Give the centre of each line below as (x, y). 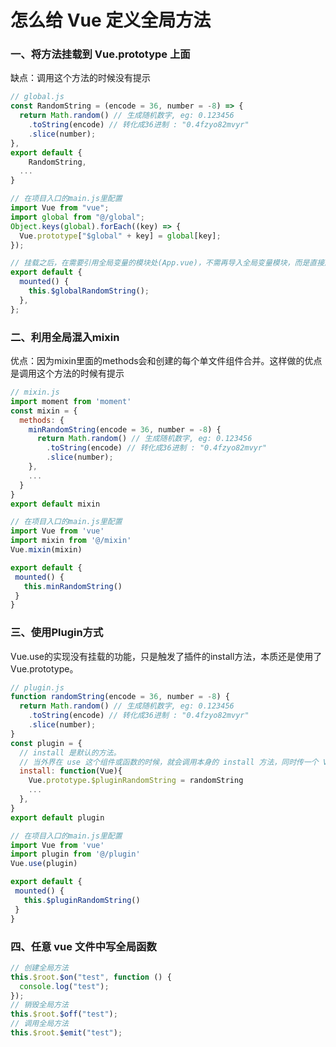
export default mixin (55, 504)
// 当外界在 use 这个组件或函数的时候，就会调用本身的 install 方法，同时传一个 (169, 762)
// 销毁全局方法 (39, 1005)
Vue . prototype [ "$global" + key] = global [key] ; (120, 236)
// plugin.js (37, 687)
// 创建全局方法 (39, 967)
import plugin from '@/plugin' (75, 854)
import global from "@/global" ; (77, 217)
